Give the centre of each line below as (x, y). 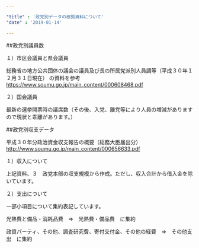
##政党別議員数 (25, 45)
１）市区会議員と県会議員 (37, 58)
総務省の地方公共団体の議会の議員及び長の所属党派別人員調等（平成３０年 (97, 70)
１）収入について (27, 161)
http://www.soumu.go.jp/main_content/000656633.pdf (73, 148)
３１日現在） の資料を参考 (48, 78)
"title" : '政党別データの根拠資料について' (55, 17)
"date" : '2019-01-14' (34, 22)
